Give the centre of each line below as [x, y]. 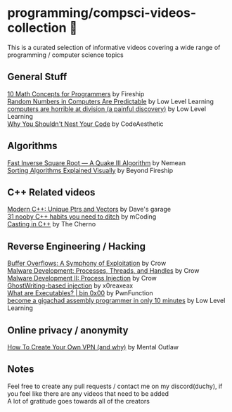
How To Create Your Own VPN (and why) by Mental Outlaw [93, 347]
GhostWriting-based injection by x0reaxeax [70, 285]
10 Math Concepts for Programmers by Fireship [76, 94]
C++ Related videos [51, 192]
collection [37, 28]
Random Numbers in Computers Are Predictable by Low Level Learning [111, 101]
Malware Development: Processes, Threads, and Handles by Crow [103, 271]
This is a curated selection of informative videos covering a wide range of [114, 47]
